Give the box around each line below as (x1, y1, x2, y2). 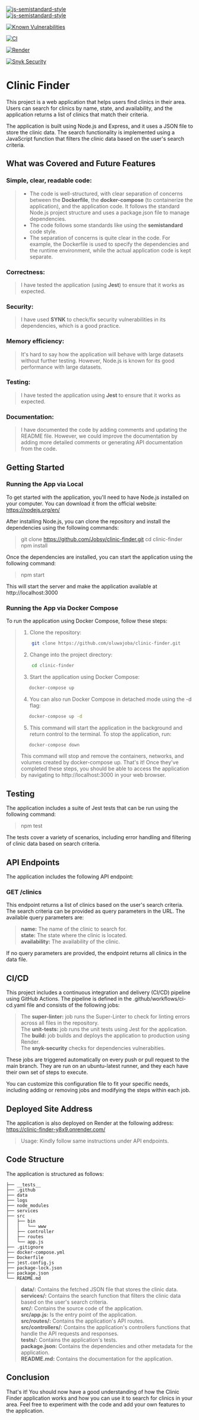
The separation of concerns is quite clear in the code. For (29, 234, 170, 241)
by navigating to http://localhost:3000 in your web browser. (20, 771, 166, 779)
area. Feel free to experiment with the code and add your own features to (6, 1400, 185, 1408)
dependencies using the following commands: (6, 524, 119, 531)
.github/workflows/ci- (132, 995, 186, 1002)
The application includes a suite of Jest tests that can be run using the (6, 805, 178, 812)
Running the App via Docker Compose (6, 603, 119, 612)
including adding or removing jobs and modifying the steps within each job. (6, 1087, 191, 1094)
